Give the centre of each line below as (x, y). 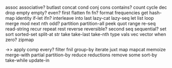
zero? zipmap (20, 40)
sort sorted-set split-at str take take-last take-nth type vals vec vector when (86, 34)
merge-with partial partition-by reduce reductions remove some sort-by (81, 55)
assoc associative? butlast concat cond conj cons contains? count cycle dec (86, 7)
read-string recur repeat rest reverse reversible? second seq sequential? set (86, 29)
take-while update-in (27, 60)
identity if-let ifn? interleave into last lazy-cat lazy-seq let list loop (85, 18)
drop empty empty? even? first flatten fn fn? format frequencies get (77, 13)
